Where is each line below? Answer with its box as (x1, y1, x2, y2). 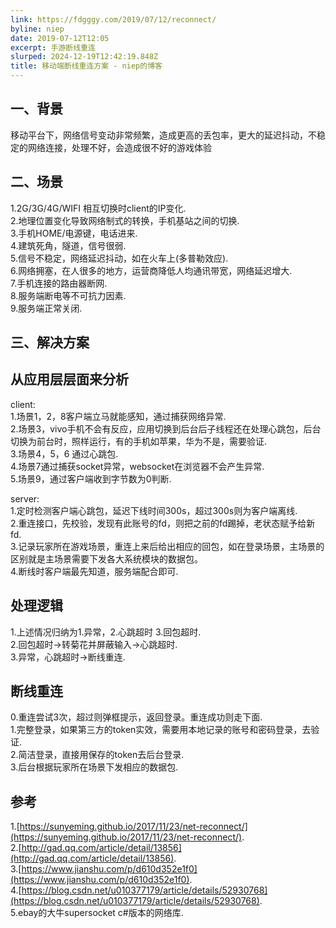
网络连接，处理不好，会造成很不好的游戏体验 (27, 141, 212, 153)
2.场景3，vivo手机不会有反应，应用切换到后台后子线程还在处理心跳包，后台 (10, 422, 322, 435)
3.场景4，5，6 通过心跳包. (10, 447, 119, 460)
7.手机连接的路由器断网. (10, 277, 108, 289)
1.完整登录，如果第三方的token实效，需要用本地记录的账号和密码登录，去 (10, 724, 312, 736)
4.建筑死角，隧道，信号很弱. (10, 239, 127, 251)
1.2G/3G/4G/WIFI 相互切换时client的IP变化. (10, 202, 187, 214)
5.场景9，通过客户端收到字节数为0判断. (10, 472, 172, 485)
